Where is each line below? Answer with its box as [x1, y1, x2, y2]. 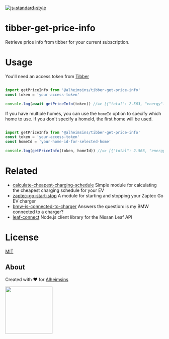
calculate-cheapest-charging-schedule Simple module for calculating [12, 182, 157, 188]
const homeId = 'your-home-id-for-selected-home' [5, 139, 112, 145]
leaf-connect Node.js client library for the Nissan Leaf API [12, 214, 132, 220]
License [5, 232, 39, 243]
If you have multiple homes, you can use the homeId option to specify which [5, 110, 161, 116]
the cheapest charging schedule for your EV [12, 187, 104, 193]
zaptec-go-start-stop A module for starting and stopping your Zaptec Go [12, 192, 163, 198]
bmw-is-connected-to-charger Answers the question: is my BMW [12, 203, 149, 209]
